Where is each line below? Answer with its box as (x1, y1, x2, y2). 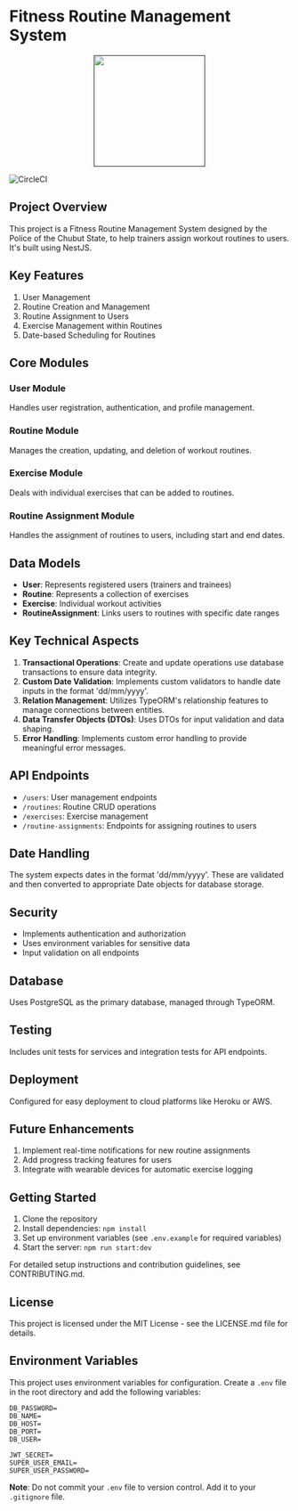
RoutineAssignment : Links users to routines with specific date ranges (21, 608, 280, 618)
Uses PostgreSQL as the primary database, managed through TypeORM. (9, 997, 276, 1008)
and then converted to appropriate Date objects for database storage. (9, 879, 264, 890)
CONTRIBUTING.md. (9, 1269, 85, 1279)
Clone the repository (21, 1213, 98, 1224)
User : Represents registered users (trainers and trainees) (21, 579, 232, 590)
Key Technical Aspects (9, 633, 140, 649)
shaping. (21, 723, 55, 734)
